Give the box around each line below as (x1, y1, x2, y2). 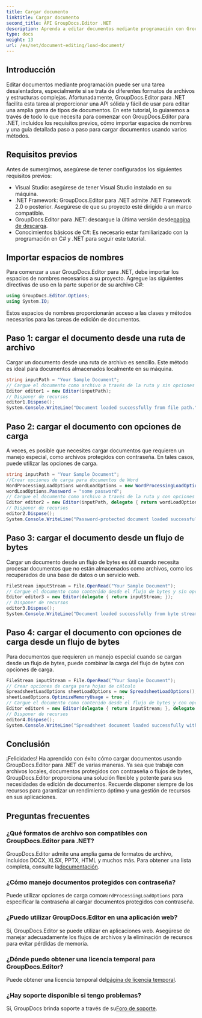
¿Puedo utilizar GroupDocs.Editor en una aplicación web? (6, 913, 178, 922)
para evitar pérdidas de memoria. (6, 940, 89, 947)
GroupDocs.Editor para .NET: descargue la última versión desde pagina (14, 215, 191, 223)
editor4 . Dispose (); (6, 716, 55, 722)
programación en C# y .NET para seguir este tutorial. (14, 235, 146, 242)
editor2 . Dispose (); (6, 511, 55, 517)
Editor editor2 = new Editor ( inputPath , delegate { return (6, 499, 158, 505)
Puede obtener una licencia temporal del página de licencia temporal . (6, 976, 177, 983)
